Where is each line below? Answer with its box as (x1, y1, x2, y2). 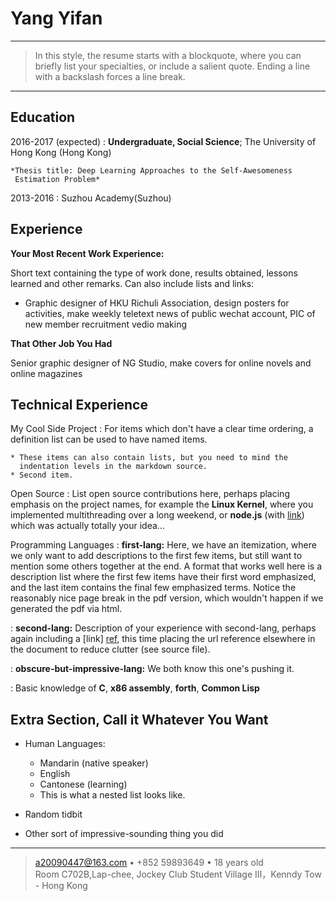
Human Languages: (24, 738, 106, 750)
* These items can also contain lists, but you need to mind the (10, 453, 288, 463)
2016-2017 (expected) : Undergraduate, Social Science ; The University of (10, 135, 317, 147)
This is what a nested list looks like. (39, 789, 186, 801)
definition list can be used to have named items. (10, 433, 208, 446)
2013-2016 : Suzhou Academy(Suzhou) (10, 192, 172, 204)
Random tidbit (24, 808, 83, 821)
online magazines (10, 367, 83, 379)
